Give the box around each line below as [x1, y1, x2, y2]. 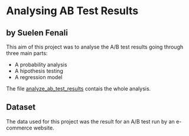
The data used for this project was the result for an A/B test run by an [6, 118, 175, 125]
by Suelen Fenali [6, 28, 68, 38]
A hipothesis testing [14, 67, 63, 75]
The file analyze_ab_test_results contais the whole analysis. [6, 85, 151, 92]
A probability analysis [14, 61, 67, 68]
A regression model [14, 74, 63, 80]
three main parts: [6, 50, 48, 57]
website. [33, 124, 54, 131]
